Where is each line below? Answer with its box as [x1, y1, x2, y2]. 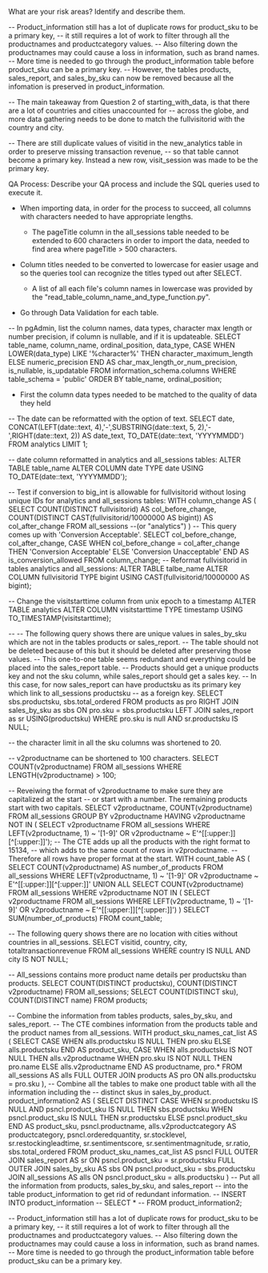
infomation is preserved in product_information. [8, 82, 166, 91]
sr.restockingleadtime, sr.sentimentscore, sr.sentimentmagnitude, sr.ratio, [8, 1139, 250, 1147]
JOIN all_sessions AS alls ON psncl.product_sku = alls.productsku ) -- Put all [8, 1172, 260, 1182]
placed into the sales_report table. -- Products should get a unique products [8, 663, 259, 672]
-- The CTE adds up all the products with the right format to [54, 837, 250, 847]
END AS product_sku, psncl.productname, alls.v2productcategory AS [8, 1122, 237, 1131]
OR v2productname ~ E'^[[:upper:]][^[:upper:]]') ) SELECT [18, 905, 210, 915]
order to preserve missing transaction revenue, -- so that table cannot [8, 147, 239, 156]
